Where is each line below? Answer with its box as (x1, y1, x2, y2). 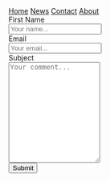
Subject (8, 53, 34, 62)
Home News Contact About (8, 6, 100, 15)
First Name (8, 14, 45, 24)
